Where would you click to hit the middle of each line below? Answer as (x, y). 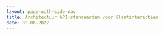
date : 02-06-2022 (28, 23)
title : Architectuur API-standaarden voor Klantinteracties (83, 17)
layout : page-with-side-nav (41, 12)
